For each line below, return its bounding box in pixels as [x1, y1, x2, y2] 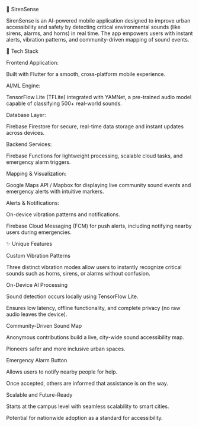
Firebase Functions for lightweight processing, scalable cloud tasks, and [6, 152, 183, 159]
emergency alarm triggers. [6, 159, 71, 166]
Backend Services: [6, 141, 52, 148]
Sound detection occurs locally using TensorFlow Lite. [6, 293, 139, 300]
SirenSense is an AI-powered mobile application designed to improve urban [6, 17, 191, 24]
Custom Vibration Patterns [6, 252, 71, 259]
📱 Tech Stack [6, 48, 38, 55]
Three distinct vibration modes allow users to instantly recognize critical [6, 264, 182, 270]
